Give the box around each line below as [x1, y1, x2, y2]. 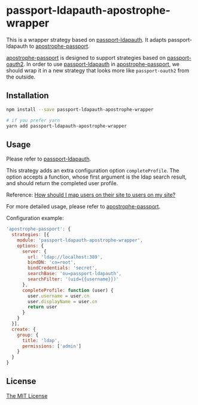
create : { [11, 326, 36, 333]
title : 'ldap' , [22, 337, 60, 343]
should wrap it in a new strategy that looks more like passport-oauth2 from [6, 67, 190, 74]
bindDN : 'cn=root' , [28, 259, 77, 265]
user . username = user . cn [28, 293, 90, 299]
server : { [22, 248, 47, 255]
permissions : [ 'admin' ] [22, 343, 82, 349]
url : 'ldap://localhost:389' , [28, 254, 103, 260]
